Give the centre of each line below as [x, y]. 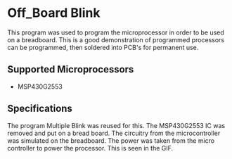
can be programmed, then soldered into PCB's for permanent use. [103, 47]
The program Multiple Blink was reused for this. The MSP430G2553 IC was [116, 125]
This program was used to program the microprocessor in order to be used [116, 32]
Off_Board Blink [54, 13]
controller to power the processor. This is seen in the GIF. [90, 148]
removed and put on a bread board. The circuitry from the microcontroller [114, 133]
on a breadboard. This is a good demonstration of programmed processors [116, 39]
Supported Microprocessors [71, 69]
